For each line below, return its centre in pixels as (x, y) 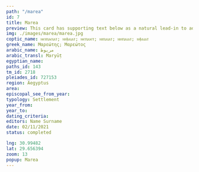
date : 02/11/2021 (28, 127)
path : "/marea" (25, 12)
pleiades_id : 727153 (32, 77)
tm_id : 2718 (21, 72)
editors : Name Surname (34, 122)
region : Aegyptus (28, 83)
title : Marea (22, 22)
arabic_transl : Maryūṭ (34, 56)
